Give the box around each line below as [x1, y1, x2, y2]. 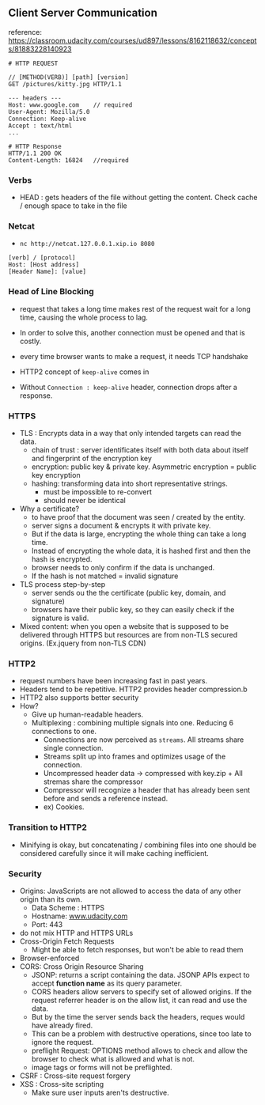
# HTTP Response [8, 142, 62, 150]
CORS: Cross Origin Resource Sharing [19, 961, 144, 971]
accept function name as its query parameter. [31, 978, 183, 988]
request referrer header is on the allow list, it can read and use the [31, 995, 248, 1005]
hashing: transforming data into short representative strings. [31, 479, 228, 488]
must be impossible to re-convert [43, 487, 153, 497]
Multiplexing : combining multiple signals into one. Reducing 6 [31, 718, 234, 728]
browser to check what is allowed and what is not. [31, 1054, 195, 1063]
